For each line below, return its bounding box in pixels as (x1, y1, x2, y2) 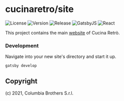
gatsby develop (5, 63, 37, 68)
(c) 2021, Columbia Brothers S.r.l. (5, 90, 74, 96)
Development (5, 42, 39, 49)
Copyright (5, 76, 38, 85)
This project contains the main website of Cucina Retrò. (5, 29, 120, 35)
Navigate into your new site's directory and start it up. (5, 53, 116, 59)
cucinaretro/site (5, 3, 74, 15)
